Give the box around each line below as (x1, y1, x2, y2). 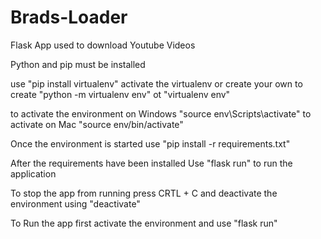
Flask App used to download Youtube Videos (10, 39, 196, 51)
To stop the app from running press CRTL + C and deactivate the (10, 187, 278, 199)
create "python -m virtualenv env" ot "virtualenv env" (10, 88, 231, 100)
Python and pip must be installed (10, 58, 146, 70)
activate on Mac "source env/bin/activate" (10, 118, 184, 130)
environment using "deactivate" (10, 197, 141, 210)
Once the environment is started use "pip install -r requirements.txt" (10, 137, 291, 150)
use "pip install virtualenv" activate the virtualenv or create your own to (10, 77, 303, 90)
